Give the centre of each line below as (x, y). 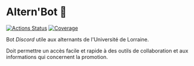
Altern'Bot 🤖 (36, 12)
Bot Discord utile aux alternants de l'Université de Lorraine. (78, 39)
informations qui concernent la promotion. (57, 57)
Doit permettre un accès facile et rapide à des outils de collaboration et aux (97, 51)
